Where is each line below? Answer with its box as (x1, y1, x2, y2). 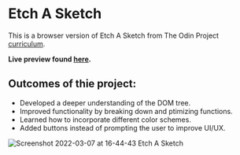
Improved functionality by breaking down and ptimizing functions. (19, 106, 234, 116)
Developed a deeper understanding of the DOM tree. (19, 98, 191, 107)
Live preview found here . (8, 54, 92, 64)
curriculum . (8, 39, 46, 48)
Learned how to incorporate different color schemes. (19, 115, 191, 124)
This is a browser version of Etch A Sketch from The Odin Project (8, 31, 219, 40)
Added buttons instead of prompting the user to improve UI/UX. (19, 123, 226, 132)
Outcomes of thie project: (8, 77, 136, 90)
